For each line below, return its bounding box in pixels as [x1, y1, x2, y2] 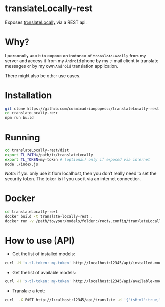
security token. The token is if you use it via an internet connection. [5, 175, 141, 182]
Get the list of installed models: [12, 251, 75, 257]
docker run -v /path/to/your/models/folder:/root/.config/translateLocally [5, 218, 164, 223]
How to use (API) [5, 235, 75, 246]
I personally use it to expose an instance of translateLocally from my [5, 53, 146, 58]
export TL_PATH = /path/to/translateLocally [5, 153, 93, 158]
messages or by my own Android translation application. [5, 63, 119, 69]
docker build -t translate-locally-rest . [5, 214, 93, 219]
